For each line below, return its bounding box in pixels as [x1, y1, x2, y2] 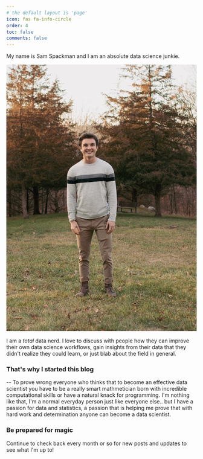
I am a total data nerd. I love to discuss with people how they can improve [6, 337, 190, 344]
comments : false [6, 35, 47, 42]
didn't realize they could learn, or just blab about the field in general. [6, 350, 176, 358]
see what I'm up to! [6, 446, 54, 453]
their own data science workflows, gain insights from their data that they [6, 344, 187, 351]
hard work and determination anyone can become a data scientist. [6, 411, 172, 418]
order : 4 [6, 22, 28, 28]
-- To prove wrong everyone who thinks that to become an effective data [6, 379, 188, 386]
